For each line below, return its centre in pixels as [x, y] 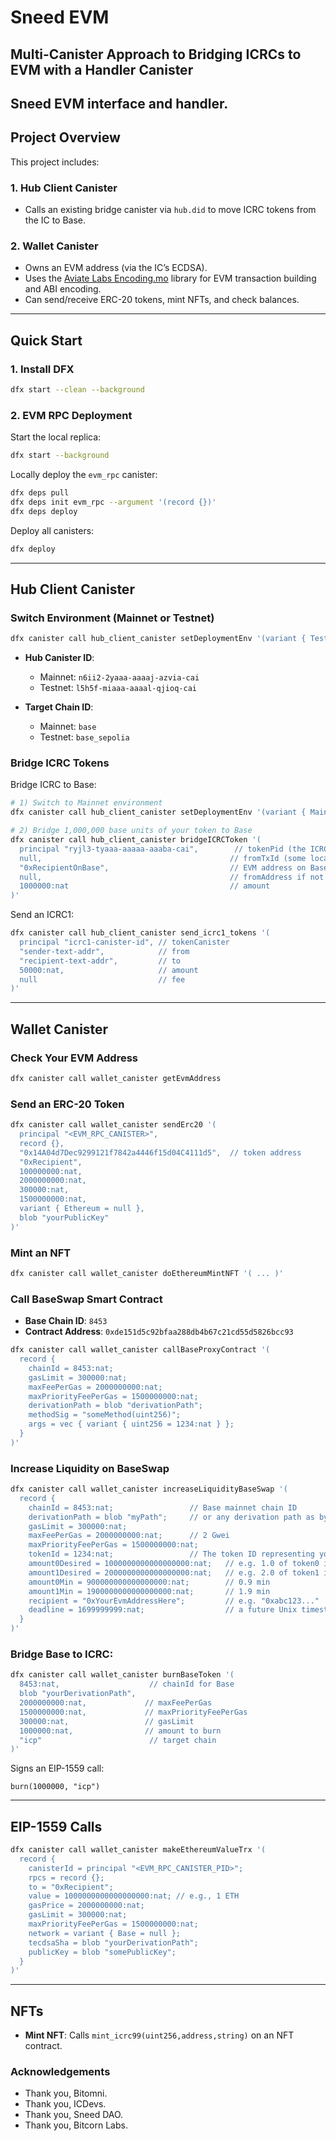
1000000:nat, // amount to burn [120, 1731]
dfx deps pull [40, 493]
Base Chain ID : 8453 [66, 1321]
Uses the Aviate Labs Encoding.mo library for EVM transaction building [170, 278]
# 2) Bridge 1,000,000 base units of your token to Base [131, 831]
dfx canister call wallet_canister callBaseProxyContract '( [140, 1350]
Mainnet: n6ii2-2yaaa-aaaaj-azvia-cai [119, 677]
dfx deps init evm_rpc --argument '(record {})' [113, 502]
